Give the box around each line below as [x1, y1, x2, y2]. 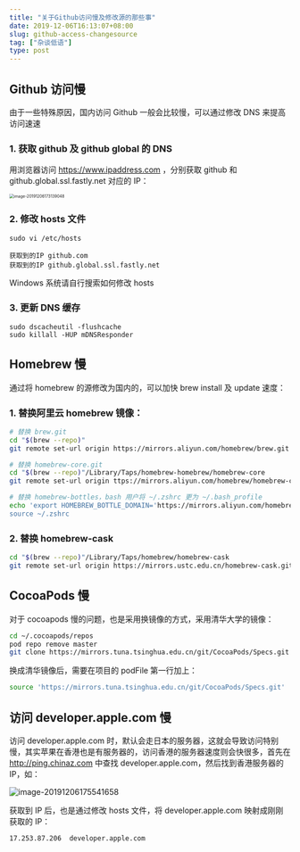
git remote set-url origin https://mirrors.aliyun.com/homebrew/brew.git [9, 443, 290, 453]
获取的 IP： [9, 815, 51, 826]
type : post [9, 46, 50, 55]
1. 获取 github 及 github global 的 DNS [9, 142, 172, 154]
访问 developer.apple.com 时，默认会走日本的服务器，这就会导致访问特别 [9, 735, 279, 746]
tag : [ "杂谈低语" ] [9, 37, 73, 47]
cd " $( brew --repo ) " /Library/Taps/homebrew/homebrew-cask [9, 553, 229, 562]
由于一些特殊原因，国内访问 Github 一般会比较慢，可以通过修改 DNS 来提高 [9, 106, 286, 117]
